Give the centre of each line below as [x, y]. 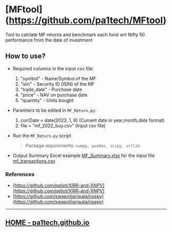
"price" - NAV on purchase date [54, 95]
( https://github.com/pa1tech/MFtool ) [86, 20]
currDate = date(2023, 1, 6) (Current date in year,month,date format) [92, 120]
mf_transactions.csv [34, 161]
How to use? [26, 56]
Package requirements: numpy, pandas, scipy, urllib [83, 145]
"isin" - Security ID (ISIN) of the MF [57, 84]
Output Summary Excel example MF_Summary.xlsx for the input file [84, 156]
